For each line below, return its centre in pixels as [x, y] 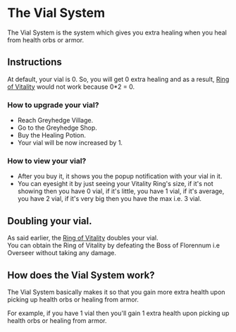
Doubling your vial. [50, 221]
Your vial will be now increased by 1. [70, 143]
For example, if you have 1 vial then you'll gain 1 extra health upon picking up [118, 313]
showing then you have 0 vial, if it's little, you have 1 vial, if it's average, [121, 191]
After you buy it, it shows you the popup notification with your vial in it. [120, 176]
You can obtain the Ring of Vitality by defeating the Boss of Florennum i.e [114, 245]
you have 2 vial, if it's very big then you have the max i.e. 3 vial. [110, 199]
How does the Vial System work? [81, 275]
